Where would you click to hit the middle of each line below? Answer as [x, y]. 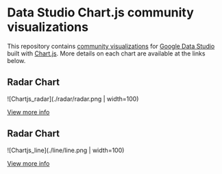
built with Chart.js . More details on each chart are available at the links [106, 53]
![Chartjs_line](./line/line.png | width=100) [66, 150]
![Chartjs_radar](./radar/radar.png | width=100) [73, 99]
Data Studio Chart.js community [100, 13]
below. [16, 60]
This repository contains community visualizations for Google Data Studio [111, 46]
